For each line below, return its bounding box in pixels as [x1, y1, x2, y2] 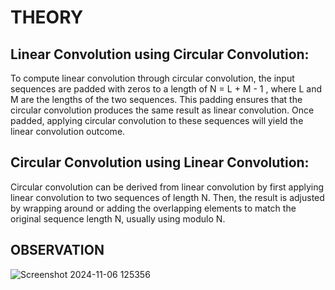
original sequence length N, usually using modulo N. [10, 212, 226, 225]
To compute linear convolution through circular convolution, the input [10, 72, 295, 84]
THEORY [10, 6, 84, 29]
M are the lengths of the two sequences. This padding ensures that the [10, 94, 303, 105]
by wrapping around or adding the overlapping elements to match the [10, 202, 297, 214]
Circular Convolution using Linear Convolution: [10, 154, 310, 171]
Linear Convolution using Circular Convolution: [10, 46, 310, 63]
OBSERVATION [10, 242, 105, 259]
